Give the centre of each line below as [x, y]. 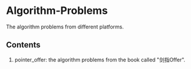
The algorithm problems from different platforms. [65, 27]
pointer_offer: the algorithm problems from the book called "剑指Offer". [100, 60]
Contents [23, 45]
